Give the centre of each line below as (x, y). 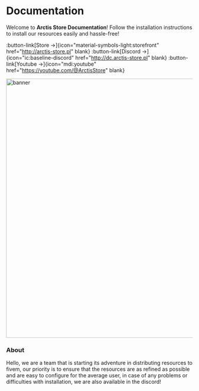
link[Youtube (22, 64)
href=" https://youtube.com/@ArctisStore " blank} (66, 70)
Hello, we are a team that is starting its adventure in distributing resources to (99, 363)
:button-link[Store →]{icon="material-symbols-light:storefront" (83, 45)
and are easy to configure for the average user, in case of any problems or (97, 376)
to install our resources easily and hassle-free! (63, 33)
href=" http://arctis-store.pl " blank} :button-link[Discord (73, 51)
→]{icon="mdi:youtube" (67, 64)
